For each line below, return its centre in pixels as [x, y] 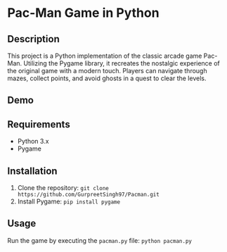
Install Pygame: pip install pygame [69, 201]
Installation [32, 171]
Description [33, 39]
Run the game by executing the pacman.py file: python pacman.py [99, 240]
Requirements [39, 124]
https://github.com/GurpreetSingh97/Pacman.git [88, 195]
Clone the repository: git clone [63, 188]
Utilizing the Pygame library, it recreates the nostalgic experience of [122, 63]
